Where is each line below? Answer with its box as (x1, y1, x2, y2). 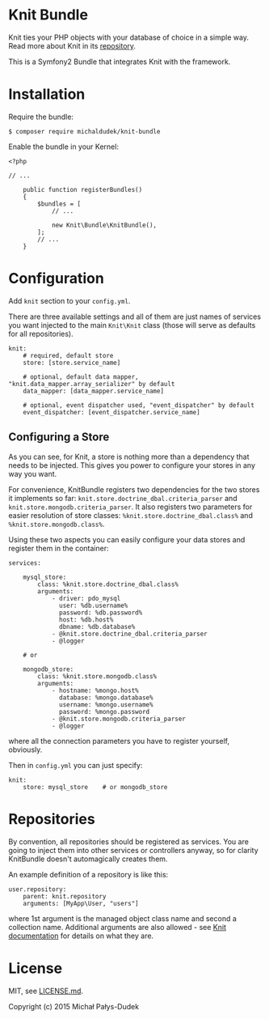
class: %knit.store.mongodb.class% (37, 672, 158, 681)
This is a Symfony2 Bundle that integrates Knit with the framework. (8, 57, 231, 66)
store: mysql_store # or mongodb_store (23, 783, 168, 791)
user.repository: (8, 885, 67, 894)
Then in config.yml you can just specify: (8, 760, 143, 770)
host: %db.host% (59, 615, 114, 624)
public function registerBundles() (23, 185, 143, 193)
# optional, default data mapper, (23, 372, 139, 381)
